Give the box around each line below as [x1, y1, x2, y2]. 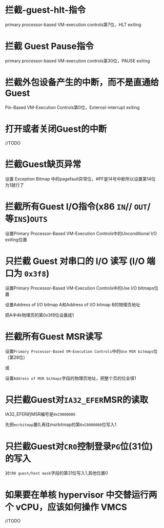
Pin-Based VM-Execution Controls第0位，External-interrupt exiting [5, 104, 140, 110]
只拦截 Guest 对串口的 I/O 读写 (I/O [5, 256, 145, 266]
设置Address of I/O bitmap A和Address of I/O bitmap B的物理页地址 [5, 301, 141, 307]
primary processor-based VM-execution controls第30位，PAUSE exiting [5, 57, 150, 64]
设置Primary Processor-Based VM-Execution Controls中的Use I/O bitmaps [5, 285, 155, 291]
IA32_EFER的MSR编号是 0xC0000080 [5, 411, 76, 417]
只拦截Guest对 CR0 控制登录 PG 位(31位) [5, 441, 153, 452]
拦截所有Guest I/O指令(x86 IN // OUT [5, 201, 147, 212]
